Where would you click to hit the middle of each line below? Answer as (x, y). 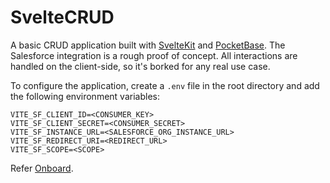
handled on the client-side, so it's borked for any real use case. (140, 66)
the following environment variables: (85, 96)
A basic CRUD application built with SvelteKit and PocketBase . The (148, 45)
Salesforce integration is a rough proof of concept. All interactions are (154, 55)
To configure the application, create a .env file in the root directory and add (165, 85)
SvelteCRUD (62, 17)
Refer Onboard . (42, 168)
